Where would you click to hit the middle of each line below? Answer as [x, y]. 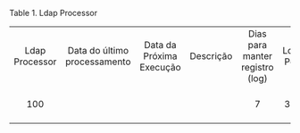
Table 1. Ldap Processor [54, 13]
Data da [160, 45]
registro [257, 67]
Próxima [160, 56]
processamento [98, 62]
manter [258, 56]
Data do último [98, 50]
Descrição [211, 56]
